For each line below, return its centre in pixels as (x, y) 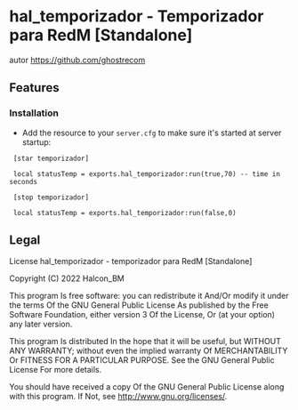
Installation (34, 113)
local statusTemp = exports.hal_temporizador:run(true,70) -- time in (146, 174)
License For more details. (56, 370)
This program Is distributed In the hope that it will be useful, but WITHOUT (145, 342)
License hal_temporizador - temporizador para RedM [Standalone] (131, 261)
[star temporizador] (51, 158)
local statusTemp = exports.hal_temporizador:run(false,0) (125, 213)
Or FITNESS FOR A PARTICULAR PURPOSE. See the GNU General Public (142, 360)
